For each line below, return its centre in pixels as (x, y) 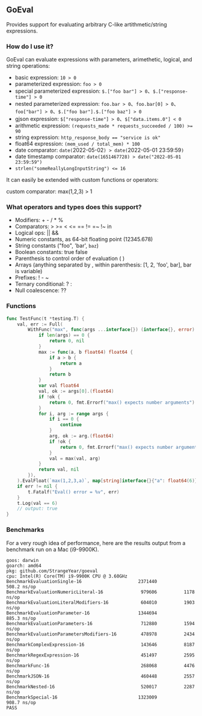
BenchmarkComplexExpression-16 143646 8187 (101, 644)
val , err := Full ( (40, 324)
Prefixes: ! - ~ (32, 278)
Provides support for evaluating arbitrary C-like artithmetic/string (87, 24)
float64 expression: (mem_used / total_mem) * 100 (77, 144)
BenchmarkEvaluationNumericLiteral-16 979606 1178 (101, 592)
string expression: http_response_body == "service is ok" (88, 137)
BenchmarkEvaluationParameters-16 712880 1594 (101, 623)
